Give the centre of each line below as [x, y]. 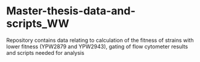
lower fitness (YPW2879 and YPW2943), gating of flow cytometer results [97, 46]
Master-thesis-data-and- [71, 11]
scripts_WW [38, 24]
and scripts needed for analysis [45, 52]
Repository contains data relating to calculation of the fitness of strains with [100, 40]
